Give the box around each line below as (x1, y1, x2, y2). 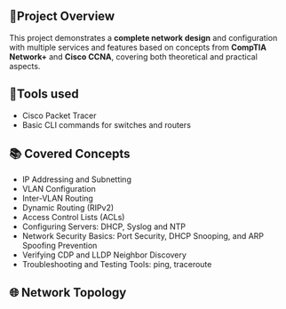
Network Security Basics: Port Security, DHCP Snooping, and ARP (21, 231, 265, 242)
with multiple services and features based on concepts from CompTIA (9, 42, 266, 52)
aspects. (9, 60, 41, 71)
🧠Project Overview (9, 9, 115, 24)
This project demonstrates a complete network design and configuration (9, 32, 278, 43)
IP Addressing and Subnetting (21, 174, 131, 185)
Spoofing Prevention (21, 241, 98, 251)
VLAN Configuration (21, 184, 96, 194)
